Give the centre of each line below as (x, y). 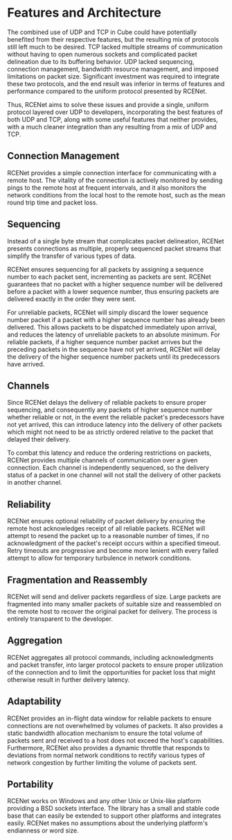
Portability (30, 785)
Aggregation (35, 641)
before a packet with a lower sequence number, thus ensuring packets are (113, 291)
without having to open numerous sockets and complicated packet (102, 54)
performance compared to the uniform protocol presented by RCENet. (107, 91)
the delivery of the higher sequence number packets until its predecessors (114, 357)
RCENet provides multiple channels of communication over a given (102, 460)
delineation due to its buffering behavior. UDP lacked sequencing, (101, 61)
